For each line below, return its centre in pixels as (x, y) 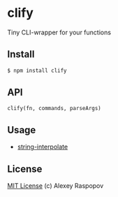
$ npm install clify (37, 70)
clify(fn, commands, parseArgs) (54, 109)
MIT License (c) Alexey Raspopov (56, 186)
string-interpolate (43, 147)
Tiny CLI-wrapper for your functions (59, 32)
